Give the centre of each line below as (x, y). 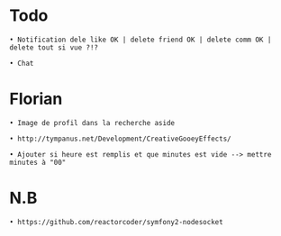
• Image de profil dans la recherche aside (92, 123)
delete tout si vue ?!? (54, 47)
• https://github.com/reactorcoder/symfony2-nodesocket (116, 222)
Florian (36, 99)
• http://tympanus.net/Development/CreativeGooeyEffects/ (120, 139)
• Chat (22, 63)
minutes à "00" (38, 162)
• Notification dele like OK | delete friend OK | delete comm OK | (140, 40)
